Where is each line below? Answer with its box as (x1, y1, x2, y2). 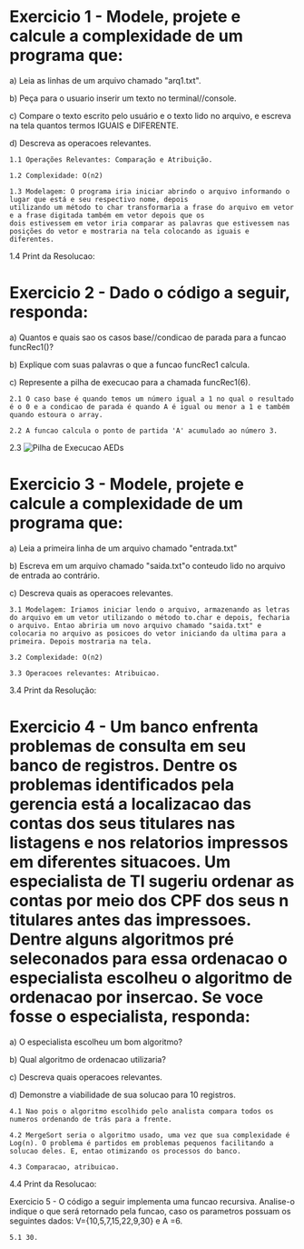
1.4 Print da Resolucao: (9, 250, 95, 261)
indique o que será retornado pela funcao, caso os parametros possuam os (9, 1205, 291, 1216)
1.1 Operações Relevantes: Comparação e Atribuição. (9, 155, 213, 165)
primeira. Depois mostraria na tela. (9, 636, 152, 646)
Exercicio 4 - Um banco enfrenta (9, 716, 259, 737)
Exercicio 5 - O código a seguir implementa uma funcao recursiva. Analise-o (9, 1195, 295, 1206)
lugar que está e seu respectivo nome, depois (9, 195, 189, 204)
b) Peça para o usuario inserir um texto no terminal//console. (9, 93, 238, 104)
